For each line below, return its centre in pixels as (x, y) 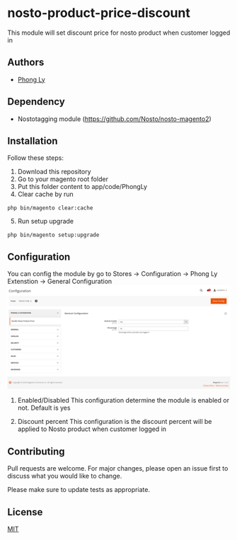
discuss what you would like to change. (65, 476)
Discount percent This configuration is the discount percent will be (115, 422)
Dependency (36, 102)
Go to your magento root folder (63, 179)
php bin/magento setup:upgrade (53, 235)
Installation (33, 140)
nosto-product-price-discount (99, 13)
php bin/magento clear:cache (50, 208)
